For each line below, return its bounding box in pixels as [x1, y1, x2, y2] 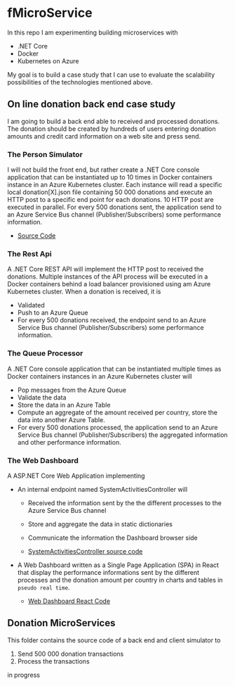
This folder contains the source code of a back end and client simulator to [7, 635, 221, 644]
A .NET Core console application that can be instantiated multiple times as [7, 364, 222, 373]
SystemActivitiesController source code [27, 547, 143, 555]
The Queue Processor [7, 348, 83, 358]
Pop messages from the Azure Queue [17, 386, 126, 394]
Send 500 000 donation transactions [17, 649, 124, 658]
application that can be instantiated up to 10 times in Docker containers [7, 173, 213, 182]
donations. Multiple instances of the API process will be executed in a [7, 272, 208, 281]
